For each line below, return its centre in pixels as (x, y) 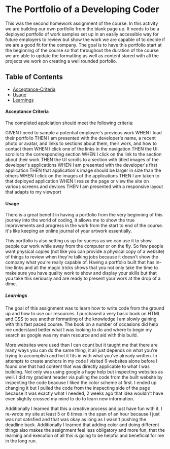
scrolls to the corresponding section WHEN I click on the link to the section (83, 154)
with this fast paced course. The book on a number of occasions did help (82, 324)
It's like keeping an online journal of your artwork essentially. (69, 231)
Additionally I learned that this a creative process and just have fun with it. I (84, 408)
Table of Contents (34, 77)
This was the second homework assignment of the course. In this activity (82, 23)
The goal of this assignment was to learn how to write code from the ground (85, 308)
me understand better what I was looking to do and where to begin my (79, 330)
